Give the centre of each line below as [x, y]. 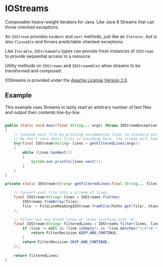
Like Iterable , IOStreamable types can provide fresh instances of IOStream [79, 51]
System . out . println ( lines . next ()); [67, 161]
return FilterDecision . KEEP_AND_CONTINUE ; [74, 233]
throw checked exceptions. [32, 27]
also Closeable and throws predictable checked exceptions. [65, 41]
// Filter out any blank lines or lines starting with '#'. [76, 219]
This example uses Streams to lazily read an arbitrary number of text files [78, 107]
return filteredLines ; [37, 255]
